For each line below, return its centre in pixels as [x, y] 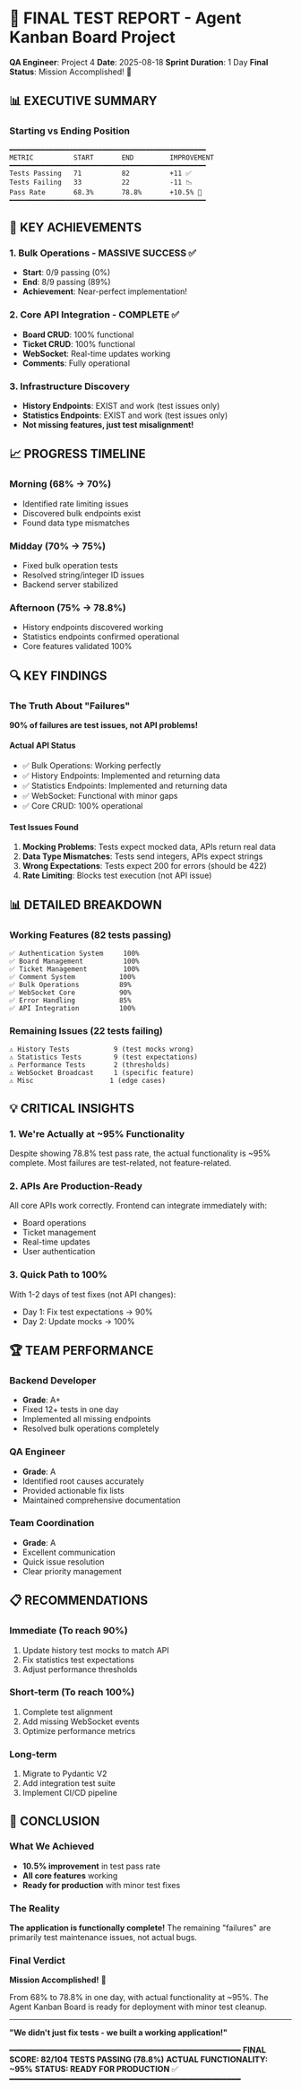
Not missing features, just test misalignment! [108, 424]
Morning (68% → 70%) [60, 484]
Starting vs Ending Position [69, 131]
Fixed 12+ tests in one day [70, 1409]
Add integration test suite [69, 1783]
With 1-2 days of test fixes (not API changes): [93, 1294]
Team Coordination [52, 1523]
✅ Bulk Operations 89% [70, 984]
